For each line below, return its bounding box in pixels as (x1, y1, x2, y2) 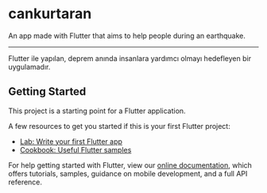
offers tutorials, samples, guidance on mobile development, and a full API (8, 168, 248, 178)
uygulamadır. (8, 62, 51, 71)
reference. (8, 177, 42, 187)
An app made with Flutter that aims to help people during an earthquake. (8, 31, 246, 40)
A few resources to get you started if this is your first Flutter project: (8, 121, 230, 131)
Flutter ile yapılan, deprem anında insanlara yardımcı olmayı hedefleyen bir (8, 53, 252, 63)
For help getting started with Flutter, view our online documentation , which (8, 160, 253, 170)
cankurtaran (8, 5, 92, 23)
